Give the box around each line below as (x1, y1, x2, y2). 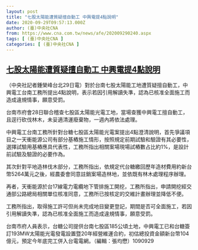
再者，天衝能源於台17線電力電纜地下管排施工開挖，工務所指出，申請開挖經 (6, 183, 187, 190)
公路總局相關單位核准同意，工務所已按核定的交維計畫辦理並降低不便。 (16, 190, 187, 197)
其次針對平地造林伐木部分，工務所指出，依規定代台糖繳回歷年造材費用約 (6, 163, 181, 170)
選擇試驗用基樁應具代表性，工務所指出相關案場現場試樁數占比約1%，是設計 (6, 143, 189, 150)
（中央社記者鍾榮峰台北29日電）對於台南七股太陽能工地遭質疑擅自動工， (6, 81, 183, 88)
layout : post (6, 8, 38, 15)
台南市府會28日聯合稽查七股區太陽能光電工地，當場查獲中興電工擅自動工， (6, 108, 189, 115)
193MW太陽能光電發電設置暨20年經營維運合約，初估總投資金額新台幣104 (11, 230, 190, 237)
